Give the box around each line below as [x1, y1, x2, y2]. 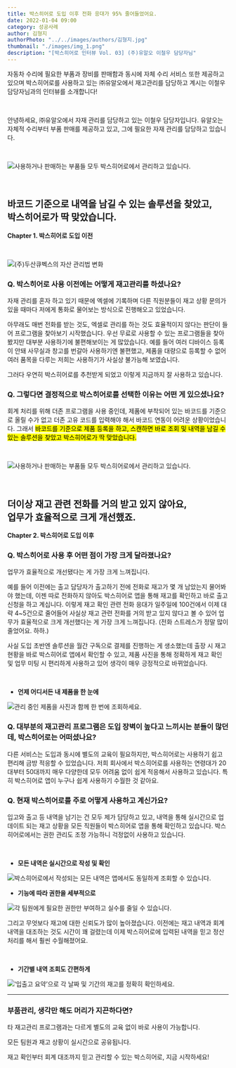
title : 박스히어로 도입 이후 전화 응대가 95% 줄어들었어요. [7, 10, 157, 18]
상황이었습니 [192, 416, 227, 424]
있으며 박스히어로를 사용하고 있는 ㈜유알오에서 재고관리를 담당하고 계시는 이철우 [7, 78, 226, 86]
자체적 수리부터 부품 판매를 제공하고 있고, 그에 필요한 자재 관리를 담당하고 [7, 124, 208, 133]
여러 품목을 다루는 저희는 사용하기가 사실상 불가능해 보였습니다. [7, 355, 181, 363]
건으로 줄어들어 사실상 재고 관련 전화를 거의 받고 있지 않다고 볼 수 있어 [26, 609, 218, 617]
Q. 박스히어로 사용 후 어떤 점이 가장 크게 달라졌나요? [7, 551, 172, 560]
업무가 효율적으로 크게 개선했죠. [7, 511, 136, 523]
